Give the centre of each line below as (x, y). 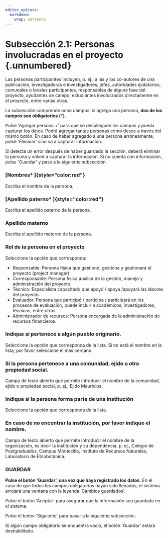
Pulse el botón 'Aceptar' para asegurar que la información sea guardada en (83, 500)
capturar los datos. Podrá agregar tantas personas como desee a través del (83, 131)
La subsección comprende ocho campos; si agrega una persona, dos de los (84, 111)
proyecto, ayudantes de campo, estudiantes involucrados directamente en (82, 96)
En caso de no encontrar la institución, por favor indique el (78, 423)
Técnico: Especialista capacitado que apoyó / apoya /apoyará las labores (88, 289)
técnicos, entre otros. (34, 310)
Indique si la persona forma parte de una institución (69, 399)
